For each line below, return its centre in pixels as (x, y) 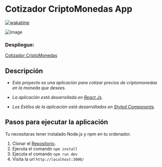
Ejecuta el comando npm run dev (45, 154)
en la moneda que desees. (39, 88)
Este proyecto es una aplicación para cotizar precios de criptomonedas (85, 83)
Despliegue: (20, 45)
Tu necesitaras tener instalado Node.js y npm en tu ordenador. (68, 134)
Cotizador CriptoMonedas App (69, 9)
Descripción (24, 71)
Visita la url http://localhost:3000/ (48, 159)
